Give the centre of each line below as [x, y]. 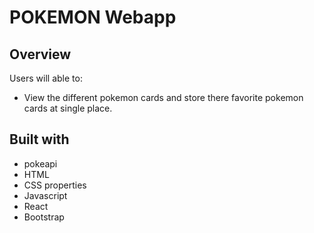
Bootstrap [44, 217]
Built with [39, 139]
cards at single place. [68, 108]
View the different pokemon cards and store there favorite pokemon [163, 97]
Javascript [45, 195]
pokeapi [40, 163]
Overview [40, 54]
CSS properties [55, 185]
